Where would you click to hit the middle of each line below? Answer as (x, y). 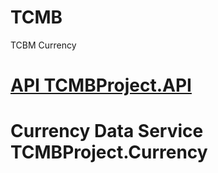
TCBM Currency (43, 45)
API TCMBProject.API (101, 85)
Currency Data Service (107, 131)
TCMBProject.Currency (109, 152)
